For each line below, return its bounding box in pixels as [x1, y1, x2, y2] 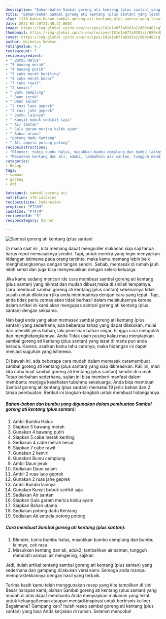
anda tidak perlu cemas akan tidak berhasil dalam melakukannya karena [5, 297, 152, 303]
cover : [5, 35, 19, 40]
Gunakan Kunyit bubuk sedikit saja [12, 487, 83, 493]
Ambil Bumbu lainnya [12, 481, 56, 487]
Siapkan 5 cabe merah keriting [12, 434, 75, 440]
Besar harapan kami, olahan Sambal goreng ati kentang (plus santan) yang [5, 587, 157, 593]
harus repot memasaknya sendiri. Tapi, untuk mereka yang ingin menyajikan [5, 251, 160, 257]
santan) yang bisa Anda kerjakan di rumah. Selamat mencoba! [5, 608, 132, 614]
